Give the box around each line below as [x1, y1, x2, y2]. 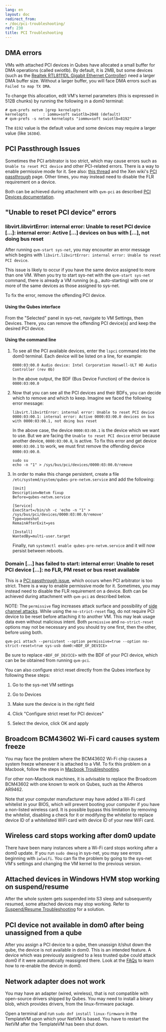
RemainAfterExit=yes [12, 520, 55, 525]
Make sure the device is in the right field [12, 701, 95, 707]
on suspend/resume [5, 883, 69, 891]
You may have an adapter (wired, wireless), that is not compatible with [5, 990, 149, 996]
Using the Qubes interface [5, 303, 61, 309]
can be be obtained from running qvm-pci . [5, 658, 91, 663]
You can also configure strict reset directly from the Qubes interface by [5, 667, 151, 673]
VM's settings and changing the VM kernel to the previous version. [5, 860, 141, 867]
